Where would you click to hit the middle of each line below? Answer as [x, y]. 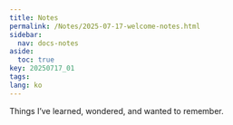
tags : [19, 77]
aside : [22, 52]
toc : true [36, 60]
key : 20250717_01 [42, 69]
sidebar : [26, 34]
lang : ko [26, 85]
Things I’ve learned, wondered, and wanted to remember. [116, 111]
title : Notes [34, 18]
